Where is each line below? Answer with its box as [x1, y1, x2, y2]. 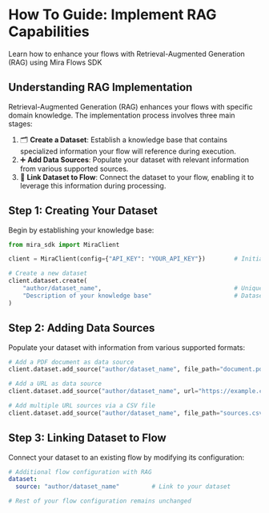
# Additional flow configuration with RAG [8, 467, 152, 476]
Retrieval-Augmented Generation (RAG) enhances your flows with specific [8, 101, 254, 111]
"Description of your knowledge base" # [22, 292, 239, 300]
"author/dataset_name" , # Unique [22, 284, 263, 292]
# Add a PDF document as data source [8, 358, 134, 366]
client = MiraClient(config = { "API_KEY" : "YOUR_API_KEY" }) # [8, 255, 239, 263]
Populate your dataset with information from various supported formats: [8, 342, 246, 352]
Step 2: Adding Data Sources [8, 321, 155, 335]
